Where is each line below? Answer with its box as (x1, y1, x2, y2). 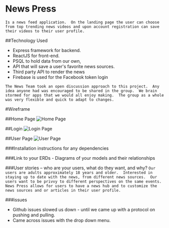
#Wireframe (5, 106, 30, 112)
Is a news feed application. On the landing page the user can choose (5, 20, 159, 25)
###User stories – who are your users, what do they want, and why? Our (5, 165, 156, 171)
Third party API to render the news (12, 69, 85, 75)
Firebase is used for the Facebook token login (12, 74, 108, 80)
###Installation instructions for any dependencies (5, 145, 109, 151)
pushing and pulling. (12, 212, 56, 218)
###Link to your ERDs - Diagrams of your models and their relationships (5, 155, 155, 161)
